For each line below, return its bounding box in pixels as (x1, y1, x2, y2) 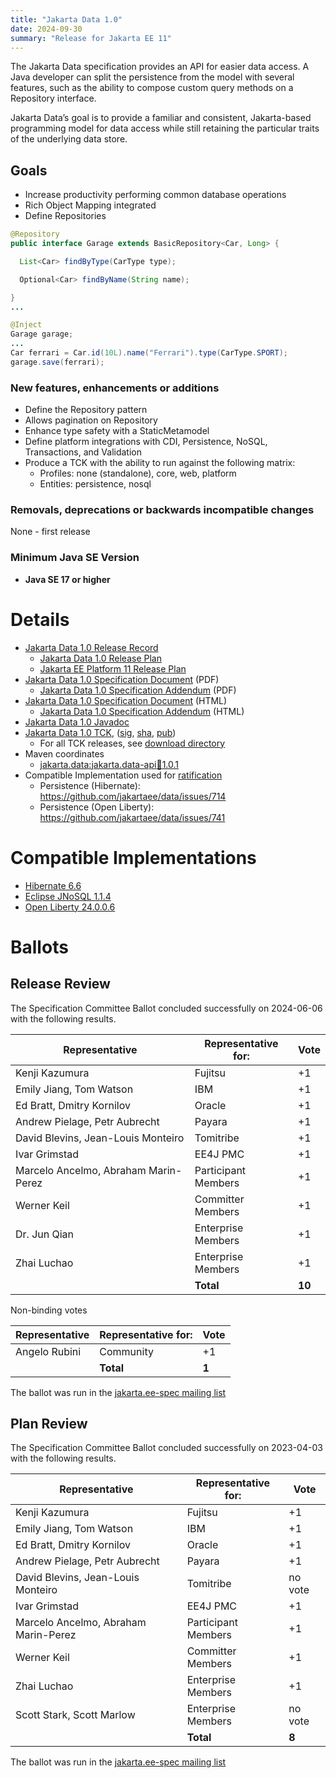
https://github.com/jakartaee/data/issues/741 (39, 811, 226, 823)
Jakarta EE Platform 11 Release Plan (39, 662, 187, 675)
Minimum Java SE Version (10, 551, 140, 565)
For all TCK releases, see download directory (39, 737, 226, 749)
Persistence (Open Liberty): (39, 801, 155, 813)
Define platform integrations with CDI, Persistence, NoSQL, (24, 436, 268, 448)
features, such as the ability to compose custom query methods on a (10, 82, 294, 94)
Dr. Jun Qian (15, 1227, 75, 1241)
